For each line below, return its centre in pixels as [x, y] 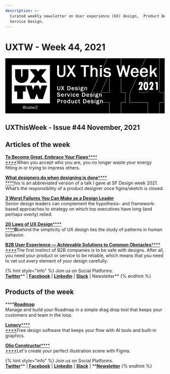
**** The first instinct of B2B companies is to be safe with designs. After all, [85, 250]
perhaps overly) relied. [29, 214]
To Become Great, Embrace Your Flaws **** [51, 157]
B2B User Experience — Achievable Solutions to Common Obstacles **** [83, 245]
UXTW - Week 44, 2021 [55, 47]
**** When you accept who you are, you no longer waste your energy [78, 162]
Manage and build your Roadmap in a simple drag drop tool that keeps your [84, 310]
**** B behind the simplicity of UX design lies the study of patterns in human [84, 229]
